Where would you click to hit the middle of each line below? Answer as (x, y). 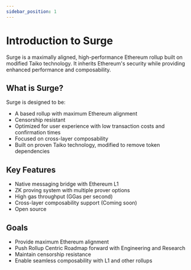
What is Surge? (35, 88)
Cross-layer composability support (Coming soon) (76, 203)
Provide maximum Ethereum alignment (62, 242)
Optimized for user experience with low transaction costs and (90, 126)
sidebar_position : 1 (32, 11)
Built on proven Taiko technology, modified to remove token (87, 145)
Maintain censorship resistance (53, 254)
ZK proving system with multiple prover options (72, 190)
